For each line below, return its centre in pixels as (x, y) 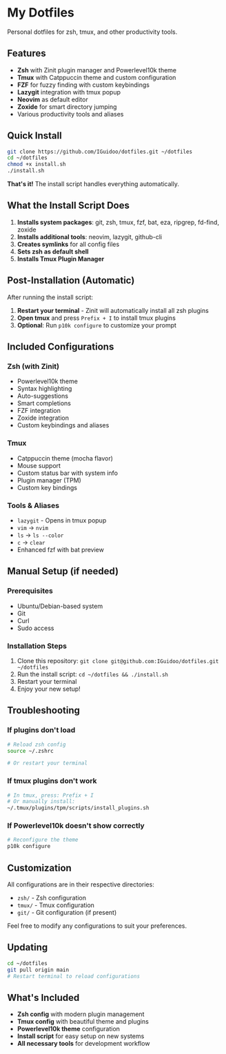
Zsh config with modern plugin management (81, 1014)
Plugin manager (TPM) (49, 480)
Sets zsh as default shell (53, 251)
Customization (40, 868)
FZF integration (39, 411)
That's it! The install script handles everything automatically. (93, 184)
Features (27, 53)
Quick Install (34, 136)
